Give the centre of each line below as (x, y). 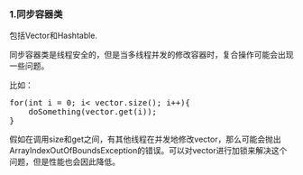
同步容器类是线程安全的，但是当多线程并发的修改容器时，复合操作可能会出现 (151, 55)
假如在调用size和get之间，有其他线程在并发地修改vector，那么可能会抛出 (145, 139)
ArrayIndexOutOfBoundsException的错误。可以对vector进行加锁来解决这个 (148, 151)
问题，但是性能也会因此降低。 (64, 162)
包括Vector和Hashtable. (53, 36)
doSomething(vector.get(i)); (93, 112)
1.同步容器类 (36, 14)
